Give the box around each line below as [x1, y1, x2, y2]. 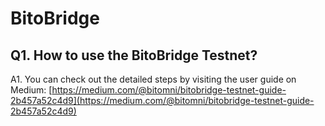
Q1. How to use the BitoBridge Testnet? [10, 47, 258, 64]
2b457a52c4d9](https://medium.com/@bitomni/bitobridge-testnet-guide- [10, 95, 315, 106]
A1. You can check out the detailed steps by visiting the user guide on [10, 73, 297, 85]
